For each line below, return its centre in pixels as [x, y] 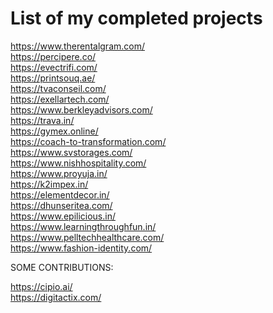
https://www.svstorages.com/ [71, 152]
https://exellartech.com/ [60, 99]
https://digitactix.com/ [56, 297]
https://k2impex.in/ [49, 184]
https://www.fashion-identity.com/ [81, 248]
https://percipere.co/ [53, 56]
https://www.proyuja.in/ [59, 173]
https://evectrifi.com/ [54, 67]
